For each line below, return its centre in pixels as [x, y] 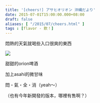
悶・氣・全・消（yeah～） [33, 85]
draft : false [19, 19]
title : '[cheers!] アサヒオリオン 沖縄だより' [51, 10]
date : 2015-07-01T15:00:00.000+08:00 [45, 15]
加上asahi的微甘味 [24, 74]
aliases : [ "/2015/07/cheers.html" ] [45, 24]
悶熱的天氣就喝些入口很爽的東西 [38, 44]
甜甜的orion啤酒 [22, 64]
